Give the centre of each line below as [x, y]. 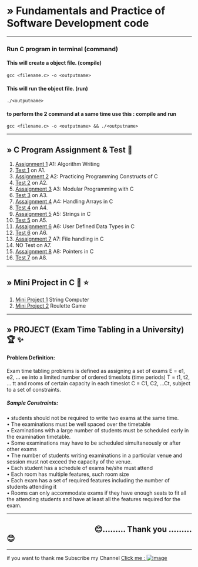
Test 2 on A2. [31, 183]
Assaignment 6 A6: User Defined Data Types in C [75, 226]
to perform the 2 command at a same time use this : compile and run [92, 114]
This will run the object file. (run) [47, 88]
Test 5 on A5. [31, 220]
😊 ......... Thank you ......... [143, 530]
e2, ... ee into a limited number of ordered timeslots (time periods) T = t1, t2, [98, 377]
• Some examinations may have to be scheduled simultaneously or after [94, 443]
